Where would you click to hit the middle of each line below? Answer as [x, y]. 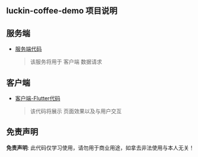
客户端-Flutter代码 [37, 98]
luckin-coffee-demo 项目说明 [62, 11]
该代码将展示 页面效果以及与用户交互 [76, 111]
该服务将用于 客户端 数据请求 [66, 62]
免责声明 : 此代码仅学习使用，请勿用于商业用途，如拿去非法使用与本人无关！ [100, 147]
